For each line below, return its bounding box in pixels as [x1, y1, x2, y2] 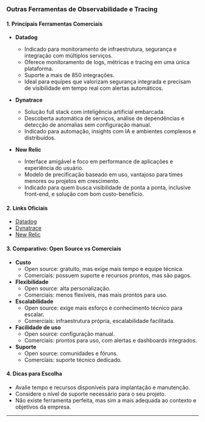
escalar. [24, 311, 45, 318]
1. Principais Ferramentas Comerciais [6, 20, 103, 28]
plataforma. [24, 65, 54, 72]
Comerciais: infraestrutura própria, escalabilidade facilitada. [24, 317, 175, 324]
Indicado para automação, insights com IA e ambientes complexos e [24, 128, 196, 135]
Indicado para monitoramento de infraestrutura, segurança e [24, 45, 177, 53]
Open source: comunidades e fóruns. [24, 349, 118, 357]
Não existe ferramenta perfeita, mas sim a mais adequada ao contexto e [15, 396, 196, 404]
